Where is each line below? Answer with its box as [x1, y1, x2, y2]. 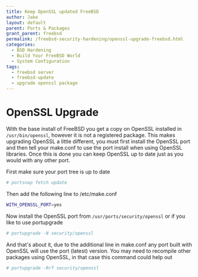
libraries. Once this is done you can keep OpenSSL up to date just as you [6, 150, 184, 157]
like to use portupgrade [6, 218, 63, 226]
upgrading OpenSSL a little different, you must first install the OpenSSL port [6, 137, 190, 145]
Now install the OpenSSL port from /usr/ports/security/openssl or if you [6, 212, 186, 220]
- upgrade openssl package [11, 80, 78, 86]
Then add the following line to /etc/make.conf [6, 190, 117, 197]
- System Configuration [11, 58, 70, 64]
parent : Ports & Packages [6, 25, 70, 31]
